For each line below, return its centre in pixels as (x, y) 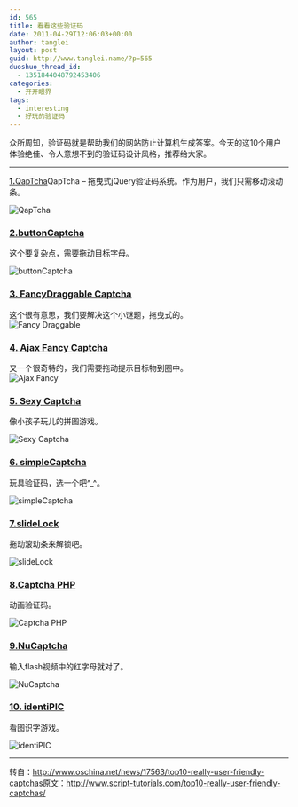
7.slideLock (34, 523)
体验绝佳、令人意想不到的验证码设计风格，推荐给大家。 (110, 154)
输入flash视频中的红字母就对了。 (69, 666)
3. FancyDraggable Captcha (71, 294)
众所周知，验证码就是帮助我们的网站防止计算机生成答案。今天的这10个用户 (145, 143)
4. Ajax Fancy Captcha (59, 347)
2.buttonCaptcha (47, 233)
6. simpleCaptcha (48, 463)
